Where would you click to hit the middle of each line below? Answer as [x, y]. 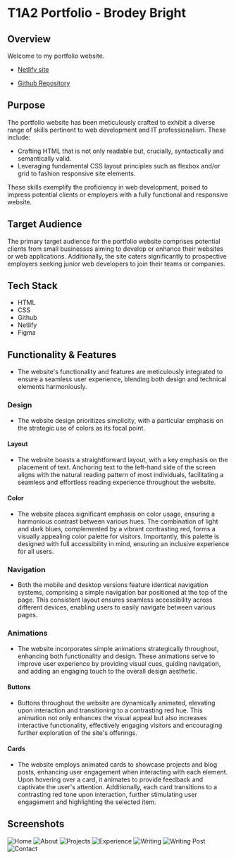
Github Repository [44, 83]
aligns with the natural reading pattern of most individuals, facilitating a [120, 474]
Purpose [26, 105]
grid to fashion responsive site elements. [76, 173]
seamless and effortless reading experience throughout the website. [117, 482]
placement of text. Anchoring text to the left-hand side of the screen [117, 467]
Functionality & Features [62, 355]
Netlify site [33, 69]
